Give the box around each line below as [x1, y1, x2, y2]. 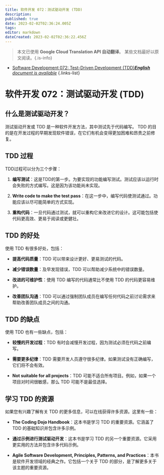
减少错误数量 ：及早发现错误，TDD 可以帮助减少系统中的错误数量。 [12, 266, 147, 272]
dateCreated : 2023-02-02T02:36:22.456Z [5, 35, 87, 40]
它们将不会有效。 [12, 362, 47, 368]
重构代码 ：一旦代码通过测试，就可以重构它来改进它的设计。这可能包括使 [12, 209, 158, 215]
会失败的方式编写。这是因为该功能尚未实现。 [12, 182, 103, 188]
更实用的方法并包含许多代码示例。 [12, 442, 81, 448]
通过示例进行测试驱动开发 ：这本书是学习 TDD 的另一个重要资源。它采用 [12, 436, 157, 442]
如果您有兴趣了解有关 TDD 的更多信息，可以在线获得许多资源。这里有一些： [5, 409, 158, 415]
